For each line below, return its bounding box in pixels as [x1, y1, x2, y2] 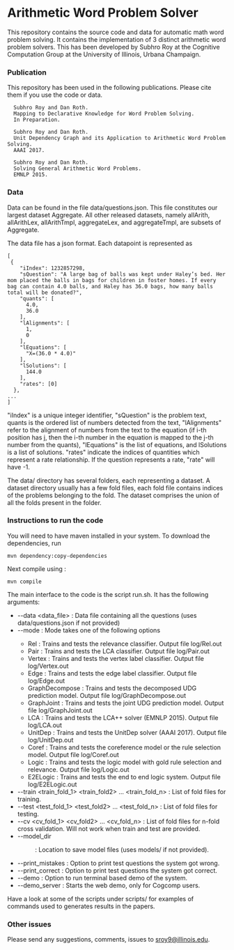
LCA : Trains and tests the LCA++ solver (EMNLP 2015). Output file [27, 713, 219, 722]
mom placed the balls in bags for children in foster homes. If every [7, 277, 217, 283]
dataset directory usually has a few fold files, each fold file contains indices [7, 483, 224, 492]
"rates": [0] [19, 380, 58, 387]
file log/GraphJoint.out [27, 706, 93, 715]
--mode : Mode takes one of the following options [17, 625, 161, 634]
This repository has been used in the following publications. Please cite [7, 84, 212, 92]
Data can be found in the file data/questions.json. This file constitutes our [7, 203, 218, 212]
